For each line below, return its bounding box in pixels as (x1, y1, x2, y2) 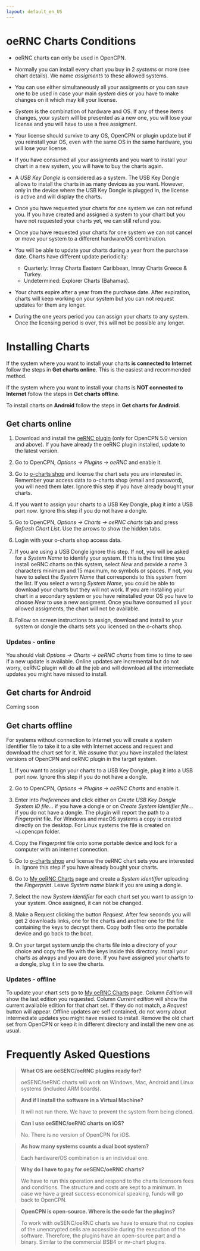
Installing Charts (6, 340, 90, 353)
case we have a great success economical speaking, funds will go (20, 1190, 183, 1197)
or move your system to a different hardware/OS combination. (14, 235, 167, 242)
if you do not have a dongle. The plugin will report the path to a (14, 809, 170, 816)
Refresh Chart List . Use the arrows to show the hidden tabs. (14, 525, 162, 532)
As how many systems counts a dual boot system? (20, 1143, 149, 1150)
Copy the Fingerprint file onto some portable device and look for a (14, 840, 177, 847)
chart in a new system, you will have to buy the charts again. (14, 162, 164, 170)
